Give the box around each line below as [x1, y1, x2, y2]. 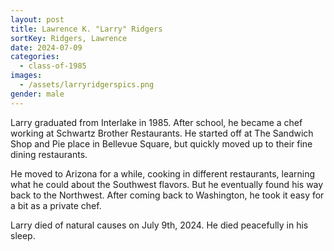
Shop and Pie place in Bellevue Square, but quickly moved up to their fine [10, 137, 313, 150]
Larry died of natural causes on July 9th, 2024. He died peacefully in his [10, 219, 309, 231]
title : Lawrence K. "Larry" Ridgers [10, 24, 163, 34]
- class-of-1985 [19, 61, 87, 71]
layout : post [10, 14, 65, 25]
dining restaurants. [10, 148, 88, 160]
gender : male [10, 89, 65, 99]
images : [10, 71, 43, 81]
